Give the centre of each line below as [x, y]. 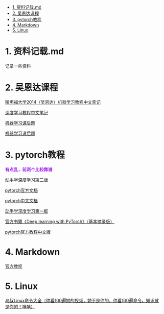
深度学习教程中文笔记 [26, 112]
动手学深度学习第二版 [26, 180]
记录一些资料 [18, 66]
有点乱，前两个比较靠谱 [29, 169]
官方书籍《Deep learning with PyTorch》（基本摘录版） [60, 221]
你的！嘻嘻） [22, 306]
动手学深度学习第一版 [26, 211]
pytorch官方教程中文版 [28, 232]
